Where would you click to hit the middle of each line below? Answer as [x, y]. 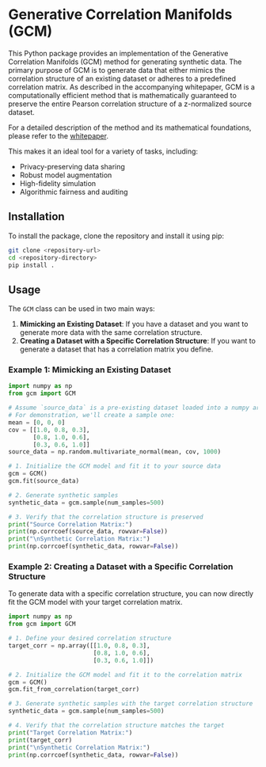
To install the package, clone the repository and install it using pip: [116, 236]
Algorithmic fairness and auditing [74, 192]
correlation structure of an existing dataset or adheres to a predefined [122, 78]
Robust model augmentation [66, 175]
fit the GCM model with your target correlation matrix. [96, 602]
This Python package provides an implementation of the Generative [118, 53]
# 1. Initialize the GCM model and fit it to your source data [115, 466]
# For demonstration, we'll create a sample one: [92, 416]
